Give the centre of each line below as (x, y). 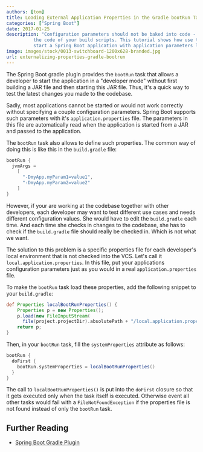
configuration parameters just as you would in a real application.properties (101, 269)
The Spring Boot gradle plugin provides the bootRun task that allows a (92, 74)
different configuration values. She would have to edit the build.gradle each (101, 218)
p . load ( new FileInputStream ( (54, 316)
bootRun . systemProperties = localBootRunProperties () (86, 367)
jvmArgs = (24, 166)
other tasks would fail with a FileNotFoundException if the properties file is (98, 402)
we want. (18, 238)
